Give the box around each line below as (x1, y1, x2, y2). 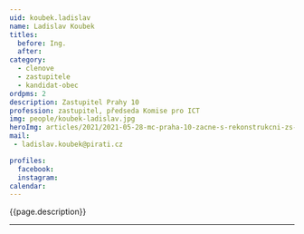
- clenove (17, 64, 54, 73)
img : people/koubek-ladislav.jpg (9, 114, 136, 123)
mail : (9, 132, 30, 141)
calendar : (9, 181, 47, 190)
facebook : (17, 164, 54, 173)
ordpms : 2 (9, 89, 47, 98)
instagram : (17, 173, 59, 182)
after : (17, 47, 43, 56)
